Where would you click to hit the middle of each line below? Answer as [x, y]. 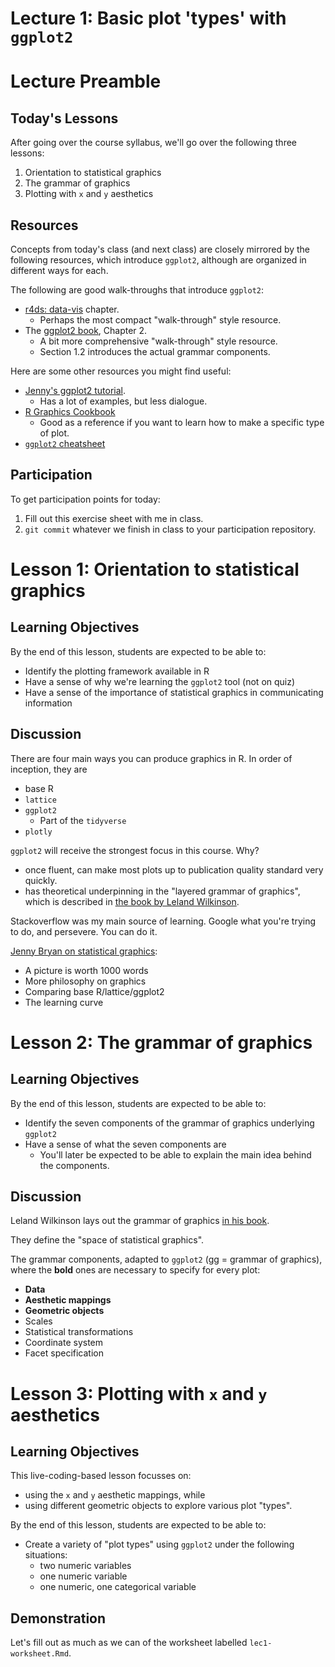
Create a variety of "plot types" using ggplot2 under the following [159, 1544]
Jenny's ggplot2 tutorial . [75, 390]
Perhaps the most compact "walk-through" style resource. [160, 320]
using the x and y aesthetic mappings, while [115, 1495]
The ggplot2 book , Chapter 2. [86, 330]
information [48, 703]
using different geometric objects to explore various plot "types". [158, 1506]
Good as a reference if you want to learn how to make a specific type [182, 422]
